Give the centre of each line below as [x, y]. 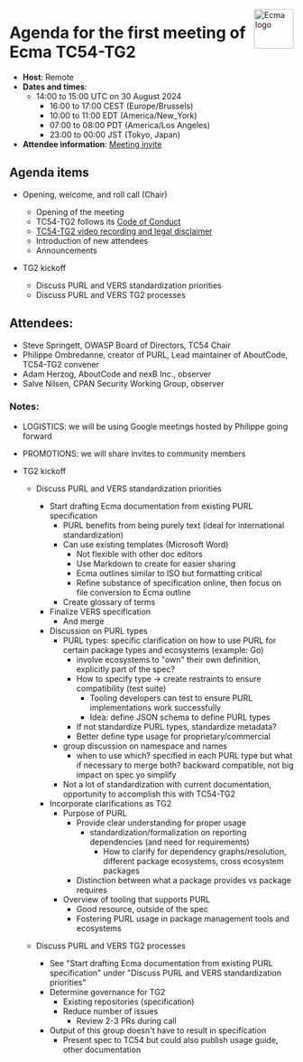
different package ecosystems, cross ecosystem [193, 861]
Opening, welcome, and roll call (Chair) [95, 194]
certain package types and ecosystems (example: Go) [163, 649]
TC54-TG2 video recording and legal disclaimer [124, 231]
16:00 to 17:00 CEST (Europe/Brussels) [121, 106]
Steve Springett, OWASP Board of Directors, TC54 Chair [127, 345]
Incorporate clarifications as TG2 [110, 803]
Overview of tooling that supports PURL [137, 899]
